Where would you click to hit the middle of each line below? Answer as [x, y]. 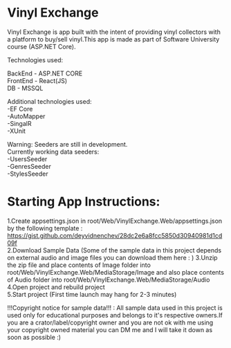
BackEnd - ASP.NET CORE [45, 73]
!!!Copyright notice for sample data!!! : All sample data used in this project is [115, 308]
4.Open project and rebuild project [56, 287]
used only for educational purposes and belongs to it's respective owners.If [115, 315]
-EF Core [20, 109]
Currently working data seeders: [53, 152]
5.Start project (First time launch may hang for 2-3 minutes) [92, 294]
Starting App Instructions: [84, 202]
